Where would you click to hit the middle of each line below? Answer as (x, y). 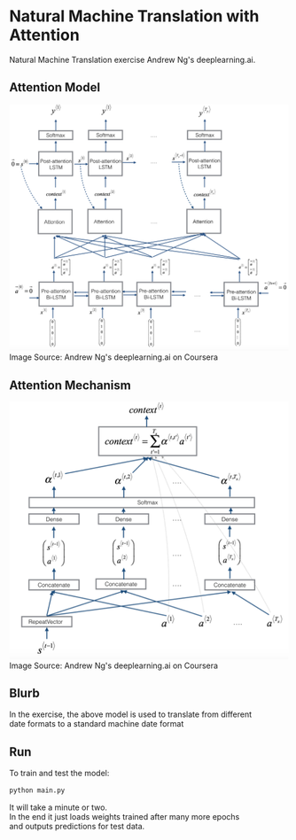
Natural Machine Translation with (134, 16)
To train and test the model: (59, 774)
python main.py (37, 790)
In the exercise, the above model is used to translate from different (131, 714)
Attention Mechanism (70, 385)
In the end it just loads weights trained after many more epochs (125, 817)
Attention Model (55, 87)
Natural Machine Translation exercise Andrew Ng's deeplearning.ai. (132, 59)
